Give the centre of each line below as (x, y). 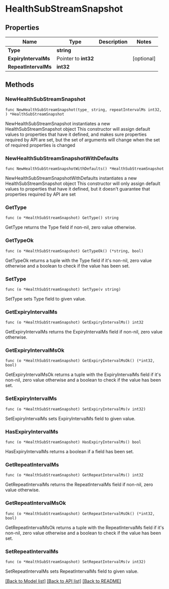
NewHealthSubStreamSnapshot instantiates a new (58, 123)
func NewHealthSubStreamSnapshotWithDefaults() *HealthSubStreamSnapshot (85, 169)
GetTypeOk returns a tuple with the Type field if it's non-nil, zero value (78, 260)
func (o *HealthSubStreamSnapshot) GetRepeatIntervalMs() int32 (74, 475)
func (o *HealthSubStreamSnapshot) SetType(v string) (63, 289)
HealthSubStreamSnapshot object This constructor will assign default (78, 129)
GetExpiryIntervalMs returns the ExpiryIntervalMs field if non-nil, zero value (84, 332)
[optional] (144, 59)
